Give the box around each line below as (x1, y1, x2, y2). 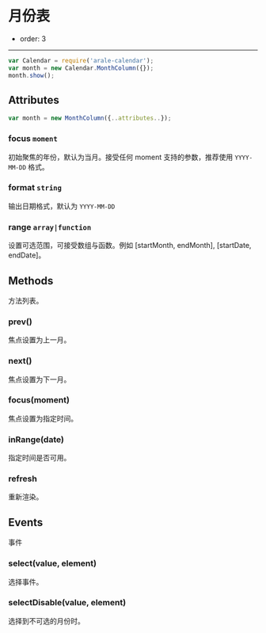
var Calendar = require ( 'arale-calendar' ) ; (8, 56, 154, 64)
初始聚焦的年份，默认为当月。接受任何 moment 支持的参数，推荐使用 (8, 152, 234, 162)
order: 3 (19, 33, 46, 44)
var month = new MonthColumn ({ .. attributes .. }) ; (8, 114, 172, 123)
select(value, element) (8, 558, 97, 569)
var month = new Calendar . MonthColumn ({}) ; (8, 64, 154, 72)
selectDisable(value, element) (8, 597, 127, 608)
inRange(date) (8, 433, 65, 444)
